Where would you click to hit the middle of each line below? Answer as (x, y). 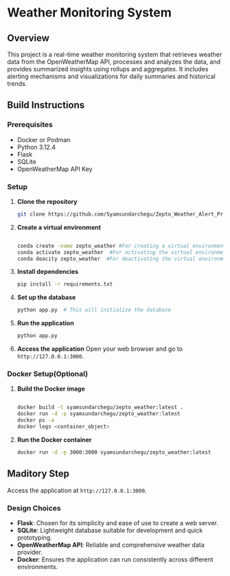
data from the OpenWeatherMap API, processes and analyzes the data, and (114, 62)
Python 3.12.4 (36, 147)
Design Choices (34, 508)
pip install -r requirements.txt (65, 284)
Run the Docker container (54, 439)
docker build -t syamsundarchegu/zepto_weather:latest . (100, 407)
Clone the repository (47, 201)
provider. (30, 552)
